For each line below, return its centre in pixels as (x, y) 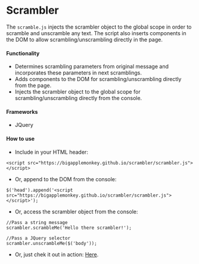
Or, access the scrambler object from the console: (76, 212)
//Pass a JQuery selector (38, 238)
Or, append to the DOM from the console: (66, 179)
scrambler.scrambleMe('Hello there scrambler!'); (69, 228)
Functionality (23, 53)
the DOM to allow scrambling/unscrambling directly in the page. (84, 39)
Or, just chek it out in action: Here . (57, 254)
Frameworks (22, 111)
